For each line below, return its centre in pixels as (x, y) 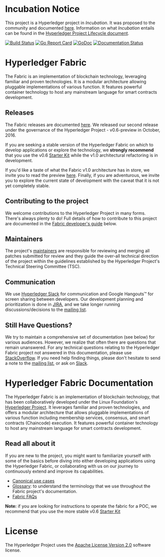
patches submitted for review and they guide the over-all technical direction (82, 256)
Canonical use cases (33, 481)
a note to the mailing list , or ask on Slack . (47, 363)
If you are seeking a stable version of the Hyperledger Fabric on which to (79, 144)
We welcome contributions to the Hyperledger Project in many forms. (76, 213)
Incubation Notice (42, 9)
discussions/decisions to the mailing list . (46, 310)
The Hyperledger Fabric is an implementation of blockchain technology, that (82, 397)
